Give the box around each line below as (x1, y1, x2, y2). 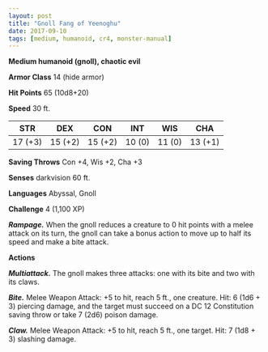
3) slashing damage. (8, 334, 77, 344)
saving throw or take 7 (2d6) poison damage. (8, 310, 159, 320)
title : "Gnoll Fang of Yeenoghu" (8, 19, 121, 28)
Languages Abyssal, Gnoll (8, 189, 97, 198)
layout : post (8, 11, 53, 20)
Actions (8, 252, 36, 263)
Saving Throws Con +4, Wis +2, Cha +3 (8, 157, 143, 167)
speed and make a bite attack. (8, 237, 109, 247)
